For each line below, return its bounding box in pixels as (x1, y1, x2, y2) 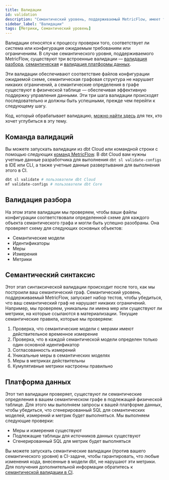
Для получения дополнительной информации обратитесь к (5, 464, 133, 470)
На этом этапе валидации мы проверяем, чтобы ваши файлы (5, 209, 137, 215)
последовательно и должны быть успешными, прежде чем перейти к (5, 98, 155, 104)
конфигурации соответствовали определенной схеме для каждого (5, 214, 149, 220)
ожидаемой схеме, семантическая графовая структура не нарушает (5, 76, 154, 82)
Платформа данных (5, 377, 71, 386)
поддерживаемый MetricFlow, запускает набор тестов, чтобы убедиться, (5, 295, 162, 301)
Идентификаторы (12, 240, 50, 246)
